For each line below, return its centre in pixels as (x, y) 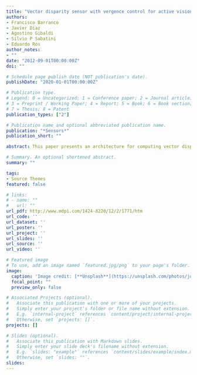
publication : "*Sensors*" (38, 131)
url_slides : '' (25, 238)
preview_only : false (36, 287)
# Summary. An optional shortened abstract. (61, 157)
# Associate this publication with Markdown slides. (74, 341)
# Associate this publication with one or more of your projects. (91, 303)
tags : (13, 173)
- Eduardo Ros (23, 45)
